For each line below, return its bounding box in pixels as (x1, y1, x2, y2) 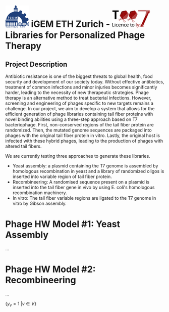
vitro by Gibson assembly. (12, 200, 67, 207)
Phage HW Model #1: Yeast (5, 218, 121, 230)
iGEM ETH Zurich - (31, 18, 110, 30)
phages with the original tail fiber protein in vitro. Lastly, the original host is (5, 132, 160, 139)
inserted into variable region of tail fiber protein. (12, 173, 112, 180)
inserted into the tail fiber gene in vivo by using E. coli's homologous (12, 185, 155, 191)
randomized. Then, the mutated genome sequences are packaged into (5, 127, 152, 133)
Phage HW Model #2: (5, 263, 96, 275)
